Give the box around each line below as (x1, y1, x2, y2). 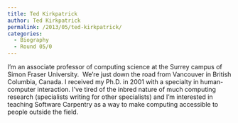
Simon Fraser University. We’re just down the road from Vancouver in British (7, 70, 232, 78)
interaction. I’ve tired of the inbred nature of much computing (37, 86, 217, 93)
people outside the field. (7, 107, 79, 116)
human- (200, 78, 224, 86)
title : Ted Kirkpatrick (7, 10, 78, 18)
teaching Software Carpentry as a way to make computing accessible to (7, 100, 219, 108)
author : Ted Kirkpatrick (7, 17, 81, 24)
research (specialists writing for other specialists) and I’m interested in (7, 93, 213, 101)
